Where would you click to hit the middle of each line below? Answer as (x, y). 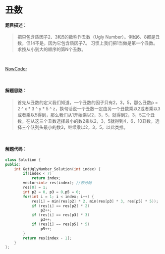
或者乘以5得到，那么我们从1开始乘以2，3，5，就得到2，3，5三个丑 (86, 115)
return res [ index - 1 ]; (47, 238)
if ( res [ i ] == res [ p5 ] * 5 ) (61, 224)
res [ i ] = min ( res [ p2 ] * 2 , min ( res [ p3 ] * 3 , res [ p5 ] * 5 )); (95, 201)
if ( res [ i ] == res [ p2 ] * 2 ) (61, 206)
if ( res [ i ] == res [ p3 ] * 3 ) (61, 215)
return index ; (46, 178)
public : (13, 164)
